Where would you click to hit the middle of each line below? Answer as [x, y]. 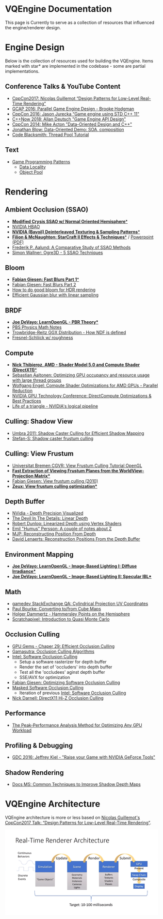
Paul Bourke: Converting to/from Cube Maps [57, 609]
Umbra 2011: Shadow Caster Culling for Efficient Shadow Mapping [78, 433]
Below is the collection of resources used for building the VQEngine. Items [79, 61]
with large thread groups [37, 380]
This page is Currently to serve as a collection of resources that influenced [80, 22]
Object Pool [31, 172]
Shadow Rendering [34, 772]
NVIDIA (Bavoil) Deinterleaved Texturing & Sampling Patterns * [76, 232]
